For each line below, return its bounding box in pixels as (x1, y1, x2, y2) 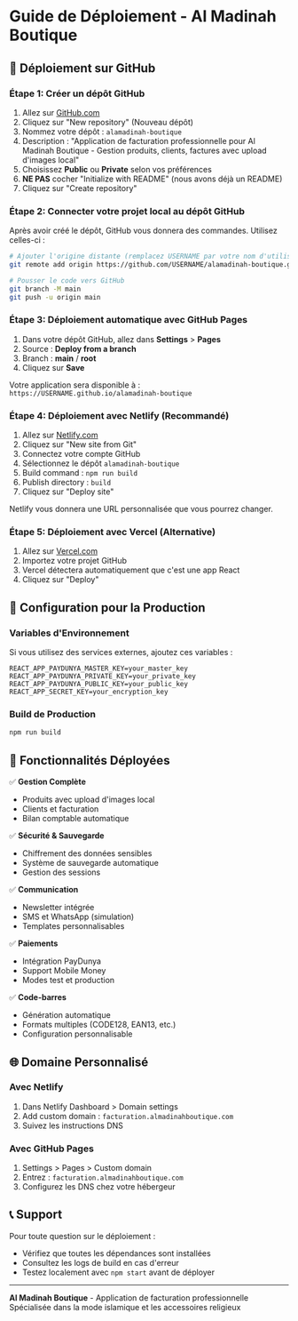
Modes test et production (21, 975, 115, 986)
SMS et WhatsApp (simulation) (21, 911, 135, 922)
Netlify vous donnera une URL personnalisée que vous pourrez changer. (9, 504, 273, 515)
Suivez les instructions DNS (21, 1120, 124, 1131)
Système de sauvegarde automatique (21, 858, 160, 869)
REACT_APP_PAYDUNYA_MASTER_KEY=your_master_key (9, 664, 189, 673)
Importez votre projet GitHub (21, 556, 127, 566)
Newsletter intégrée (21, 902, 95, 913)
